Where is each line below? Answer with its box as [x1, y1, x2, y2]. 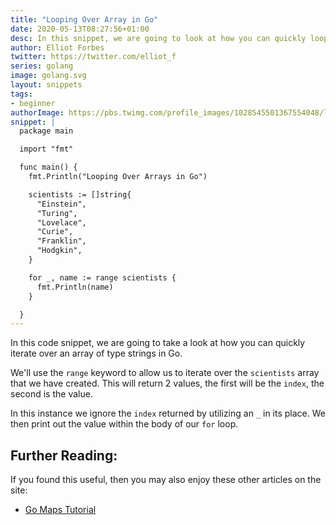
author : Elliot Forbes [10, 42, 105, 53]
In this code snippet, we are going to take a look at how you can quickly [10, 337, 306, 349]
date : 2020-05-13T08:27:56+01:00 [10, 24, 150, 34]
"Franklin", [36, 236, 87, 246]
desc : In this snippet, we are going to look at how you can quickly [10, 33, 307, 43]
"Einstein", [36, 199, 87, 209]
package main [19, 126, 74, 136]
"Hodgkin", [36, 246, 83, 256]
